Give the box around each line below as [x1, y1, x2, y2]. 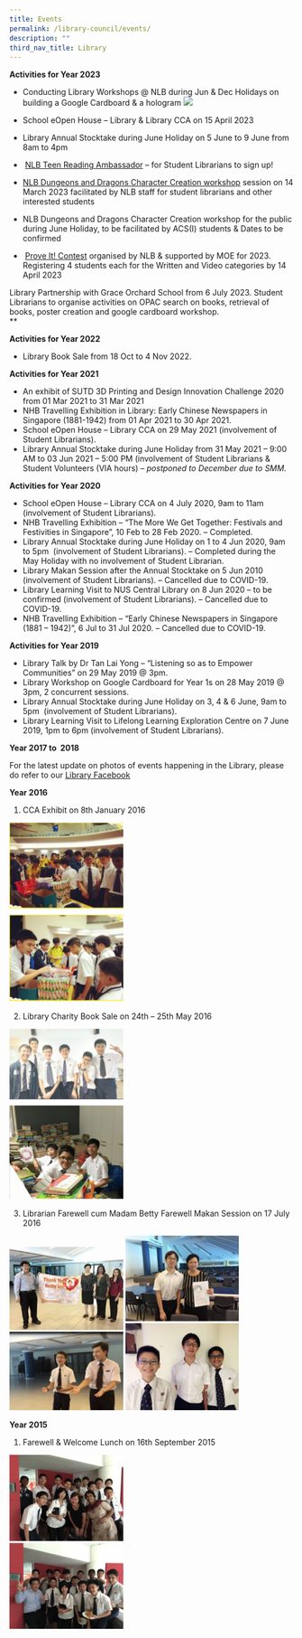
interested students [22, 196, 95, 207]
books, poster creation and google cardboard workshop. [9, 306, 219, 317]
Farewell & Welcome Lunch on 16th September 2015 [22, 1437, 216, 1448]
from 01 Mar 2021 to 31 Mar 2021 [22, 396, 144, 407]
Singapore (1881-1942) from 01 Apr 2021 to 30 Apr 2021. [22, 415, 232, 426]
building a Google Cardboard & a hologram [22, 98, 182, 108]
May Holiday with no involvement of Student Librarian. [22, 556, 224, 567]
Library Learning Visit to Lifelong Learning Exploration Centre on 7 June [22, 715, 289, 727]
